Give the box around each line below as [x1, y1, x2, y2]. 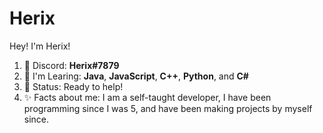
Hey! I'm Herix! [9, 40, 71, 52]
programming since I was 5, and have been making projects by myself [23, 102, 313, 114]
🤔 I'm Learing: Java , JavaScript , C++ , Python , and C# [23, 70, 249, 82]
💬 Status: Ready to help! [23, 80, 124, 92]
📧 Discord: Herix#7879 [23, 59, 120, 71]
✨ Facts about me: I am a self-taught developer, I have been [23, 91, 272, 103]
